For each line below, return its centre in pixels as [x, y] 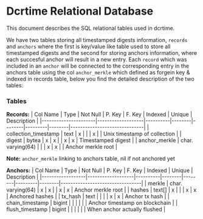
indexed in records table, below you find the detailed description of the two [100, 79]
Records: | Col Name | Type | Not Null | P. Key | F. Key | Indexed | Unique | [99, 115]
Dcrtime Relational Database [80, 11]
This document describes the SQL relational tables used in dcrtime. [91, 28]
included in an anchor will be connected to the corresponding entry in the [98, 66]
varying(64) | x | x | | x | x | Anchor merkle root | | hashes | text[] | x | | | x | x [101, 190]
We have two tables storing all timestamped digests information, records [97, 40]
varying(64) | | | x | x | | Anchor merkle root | [62, 147]
